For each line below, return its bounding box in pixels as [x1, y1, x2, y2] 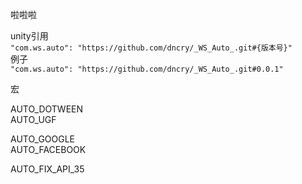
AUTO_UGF [10, 114, 57, 125]
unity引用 [10, 30, 49, 42]
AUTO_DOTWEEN [10, 103, 84, 115]
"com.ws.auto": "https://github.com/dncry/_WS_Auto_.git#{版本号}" [10, 43, 293, 53]
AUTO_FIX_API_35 [10, 163, 85, 175]
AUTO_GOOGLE [10, 133, 76, 145]
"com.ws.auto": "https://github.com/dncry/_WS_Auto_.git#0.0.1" [10, 64, 284, 74]
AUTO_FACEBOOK [10, 144, 87, 155]
